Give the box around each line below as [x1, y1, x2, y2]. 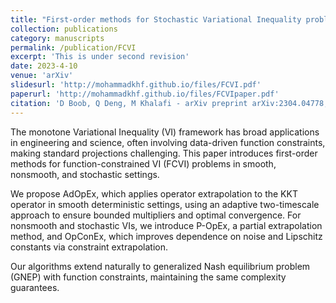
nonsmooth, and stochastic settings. [10, 168, 160, 180]
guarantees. [10, 281, 60, 293]
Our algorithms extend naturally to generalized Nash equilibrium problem [10, 260, 311, 272]
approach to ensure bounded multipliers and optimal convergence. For [10, 209, 302, 221]
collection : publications [10, 24, 118, 34]
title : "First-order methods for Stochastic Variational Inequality [10, 14, 302, 25]
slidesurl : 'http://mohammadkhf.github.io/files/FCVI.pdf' [10, 80, 262, 90]
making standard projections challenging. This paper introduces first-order [10, 147, 318, 159]
